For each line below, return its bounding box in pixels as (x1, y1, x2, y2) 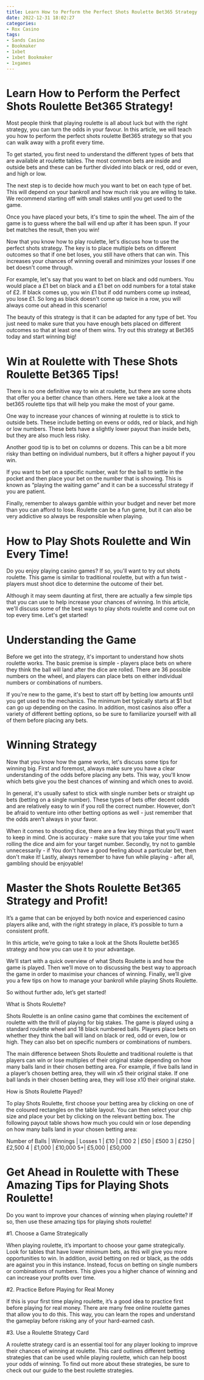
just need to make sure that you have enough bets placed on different (6, 320, 181, 327)
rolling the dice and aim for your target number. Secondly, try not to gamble (6, 840, 195, 848)
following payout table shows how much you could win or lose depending (6, 1119, 191, 1127)
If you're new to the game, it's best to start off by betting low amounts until (6, 691, 194, 698)
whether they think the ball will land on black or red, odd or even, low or (6, 1032, 186, 1039)
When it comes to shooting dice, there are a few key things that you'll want (6, 828, 194, 835)
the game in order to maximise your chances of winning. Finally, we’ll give (6, 970, 192, 978)
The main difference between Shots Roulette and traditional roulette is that (6, 1050, 193, 1058)
